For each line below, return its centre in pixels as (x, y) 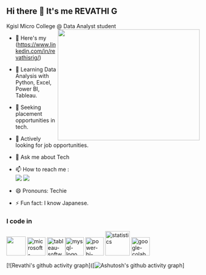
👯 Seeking (28, 107)
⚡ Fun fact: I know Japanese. (52, 203)
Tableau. (26, 95)
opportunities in (35, 120)
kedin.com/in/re (35, 51)
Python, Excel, (33, 82)
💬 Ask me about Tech (42, 157)
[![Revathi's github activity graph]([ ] (96, 266)
